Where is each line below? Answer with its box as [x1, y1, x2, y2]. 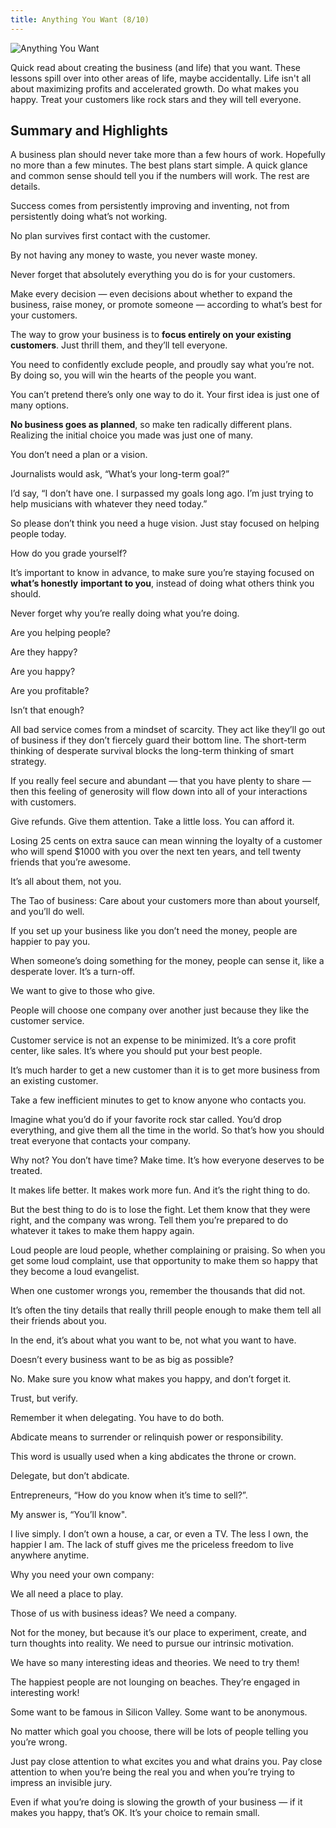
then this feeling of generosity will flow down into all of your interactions [10, 786, 308, 798]
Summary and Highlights [10, 122, 169, 140]
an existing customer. [10, 1075, 99, 1087]
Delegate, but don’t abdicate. [10, 1470, 130, 1482]
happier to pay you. [10, 936, 91, 948]
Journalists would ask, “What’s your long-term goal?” [10, 468, 230, 480]
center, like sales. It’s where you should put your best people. [10, 1045, 263, 1057]
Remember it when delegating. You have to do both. [10, 1412, 225, 1424]
